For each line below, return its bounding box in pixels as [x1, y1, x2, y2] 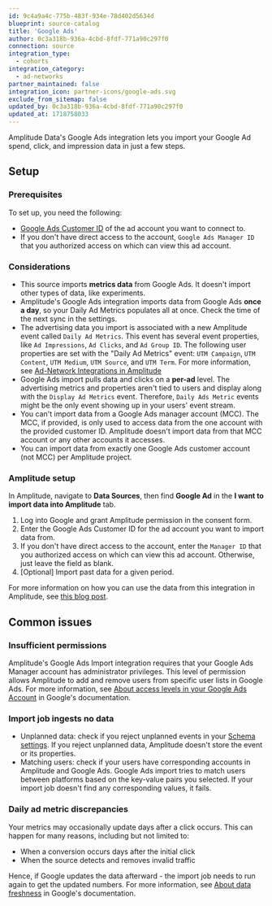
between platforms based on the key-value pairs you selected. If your [19, 774, 253, 785]
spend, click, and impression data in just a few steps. [8, 142, 186, 150]
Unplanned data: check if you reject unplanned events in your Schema [19, 731, 256, 741]
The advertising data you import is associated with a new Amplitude [19, 322, 248, 332]
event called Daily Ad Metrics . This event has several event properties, [19, 331, 260, 341]
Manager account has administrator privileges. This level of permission [8, 666, 246, 676]
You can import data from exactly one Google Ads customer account [19, 443, 250, 453]
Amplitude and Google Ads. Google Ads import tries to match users [19, 766, 246, 776]
